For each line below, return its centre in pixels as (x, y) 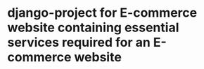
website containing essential (93, 28)
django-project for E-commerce (102, 13)
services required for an (79, 43)
